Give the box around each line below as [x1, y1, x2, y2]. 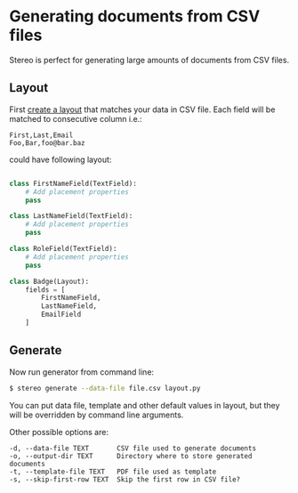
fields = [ [25, 285, 66, 295]
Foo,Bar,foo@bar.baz [9, 138, 86, 148]
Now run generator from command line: [9, 367, 154, 377]
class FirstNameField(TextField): [9, 179, 138, 188]
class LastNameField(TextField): [9, 212, 133, 221]
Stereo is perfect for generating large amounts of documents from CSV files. [9, 54, 290, 65]
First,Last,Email [9, 131, 74, 140]
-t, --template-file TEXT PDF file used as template [9, 467, 217, 476]
